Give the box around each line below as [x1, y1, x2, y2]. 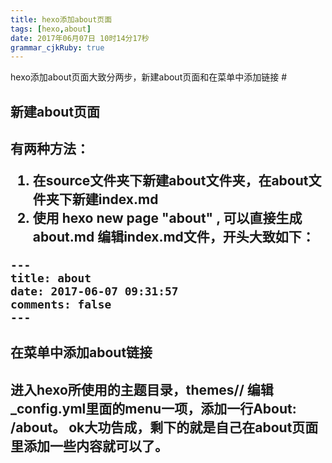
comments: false [10, 297, 112, 312]
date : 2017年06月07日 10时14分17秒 [10, 33, 150, 43]
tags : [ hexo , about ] [10, 24, 92, 34]
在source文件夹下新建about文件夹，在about [32, 172, 309, 190]
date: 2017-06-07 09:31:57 [10, 284, 179, 299]
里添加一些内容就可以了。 [10, 437, 168, 455]
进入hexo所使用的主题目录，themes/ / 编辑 [10, 381, 274, 398]
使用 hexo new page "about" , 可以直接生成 [32, 210, 303, 227]
